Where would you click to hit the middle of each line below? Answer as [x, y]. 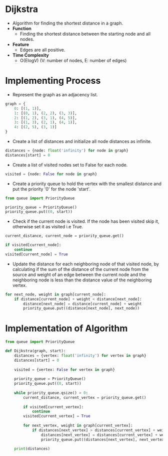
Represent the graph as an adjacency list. [55, 94]
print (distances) [32, 449]
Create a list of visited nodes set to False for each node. [70, 165]
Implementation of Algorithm [66, 328]
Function [22, 28]
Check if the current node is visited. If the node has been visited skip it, [86, 221]
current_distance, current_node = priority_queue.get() [64, 236]
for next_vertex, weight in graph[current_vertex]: [78, 426]
